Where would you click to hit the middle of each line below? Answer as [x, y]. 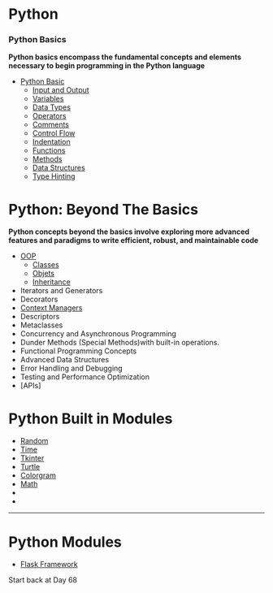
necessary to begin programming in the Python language [107, 66]
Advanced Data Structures [65, 360]
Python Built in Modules [91, 418]
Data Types [52, 107]
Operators [49, 116]
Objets [43, 274]
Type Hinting [54, 176]
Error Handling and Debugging [71, 368]
